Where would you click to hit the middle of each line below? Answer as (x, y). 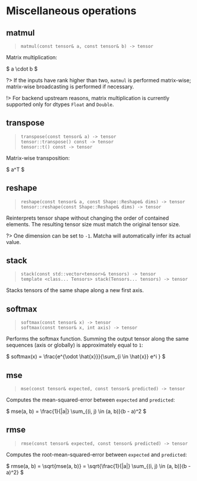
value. (14, 242)
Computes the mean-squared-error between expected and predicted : (91, 400)
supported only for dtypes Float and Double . (60, 104)
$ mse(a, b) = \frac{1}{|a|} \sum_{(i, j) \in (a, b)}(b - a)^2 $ (76, 411)
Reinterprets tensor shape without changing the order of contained (88, 218)
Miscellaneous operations (71, 11)
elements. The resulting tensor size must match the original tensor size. (93, 224)
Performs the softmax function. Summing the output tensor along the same (98, 339)
